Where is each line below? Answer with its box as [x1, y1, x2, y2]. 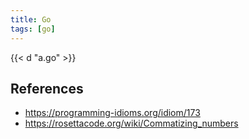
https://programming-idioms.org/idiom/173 [24, 107, 201, 119]
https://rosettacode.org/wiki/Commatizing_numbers [24, 117, 239, 130]
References [10, 80, 84, 97]
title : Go [10, 14, 52, 25]
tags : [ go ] [10, 24, 56, 34]
